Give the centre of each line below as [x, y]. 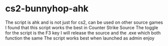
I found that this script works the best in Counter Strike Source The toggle [82, 27]
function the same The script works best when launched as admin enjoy [80, 38]
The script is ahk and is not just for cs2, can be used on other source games [84, 22]
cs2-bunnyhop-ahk [47, 9]
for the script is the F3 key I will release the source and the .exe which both [83, 33]
